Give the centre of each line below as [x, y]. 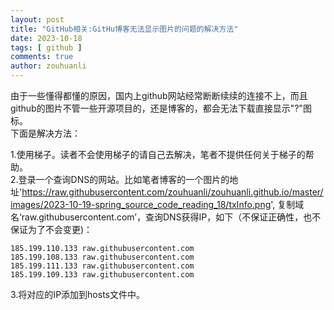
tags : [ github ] [46, 47]
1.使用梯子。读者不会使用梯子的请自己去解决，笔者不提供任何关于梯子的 [158, 154]
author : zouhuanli [48, 66]
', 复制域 [287, 204]
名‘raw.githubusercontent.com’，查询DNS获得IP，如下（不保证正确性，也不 [166, 217]
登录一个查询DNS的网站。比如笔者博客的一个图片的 [124, 179]
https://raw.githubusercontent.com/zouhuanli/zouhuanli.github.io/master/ [172, 192]
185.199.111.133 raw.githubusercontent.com [102, 266]
